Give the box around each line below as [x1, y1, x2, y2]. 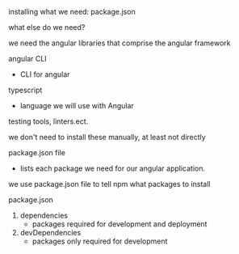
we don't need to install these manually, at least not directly [8, 133, 206, 142]
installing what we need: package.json [8, 7, 136, 16]
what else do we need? [8, 23, 86, 32]
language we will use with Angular [19, 101, 135, 110]
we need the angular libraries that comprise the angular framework [8, 38, 232, 48]
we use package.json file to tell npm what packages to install [8, 180, 211, 188]
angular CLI [8, 54, 47, 63]
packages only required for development [31, 236, 168, 246]
